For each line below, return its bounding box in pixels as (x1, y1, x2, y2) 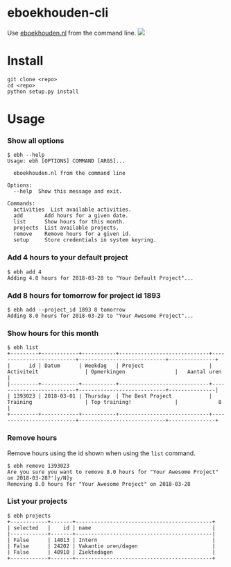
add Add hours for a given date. (13, 212, 129, 219)
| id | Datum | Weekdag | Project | (7, 362, 213, 369)
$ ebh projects (7, 512, 51, 519)
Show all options (7, 135, 65, 145)
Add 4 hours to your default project (7, 253, 128, 262)
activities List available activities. (13, 206, 132, 213)
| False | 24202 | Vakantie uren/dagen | (7, 543, 216, 550)
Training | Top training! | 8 (7, 399, 222, 406)
